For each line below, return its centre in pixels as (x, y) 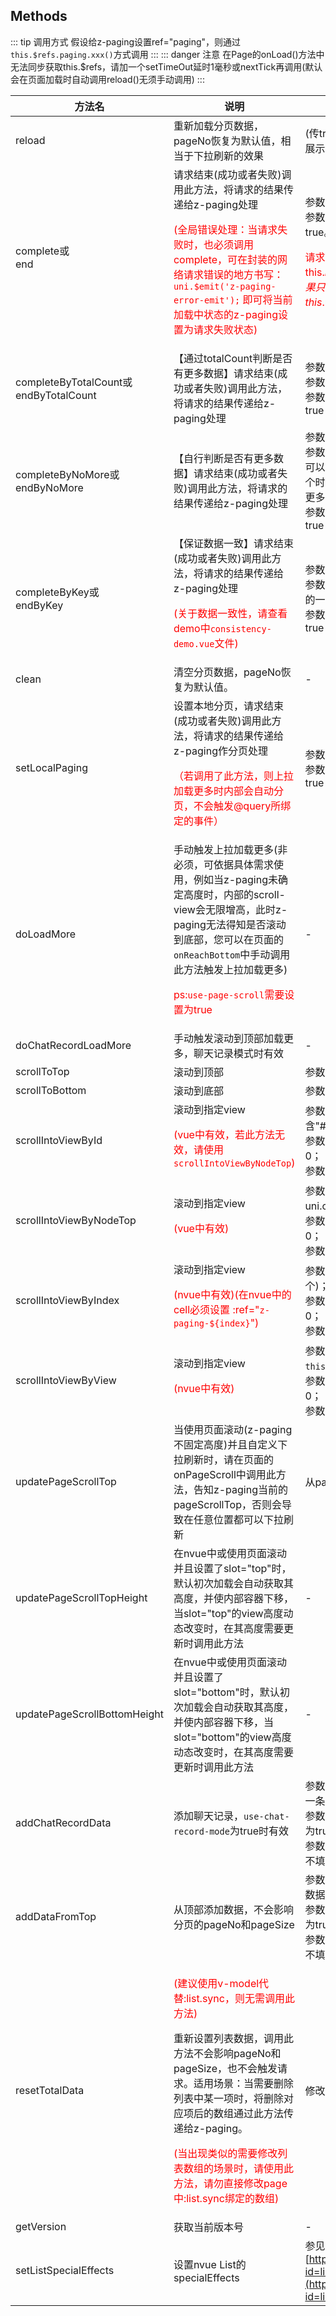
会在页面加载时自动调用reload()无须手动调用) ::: (107, 79)
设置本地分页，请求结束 (228, 706)
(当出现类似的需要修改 (225, 2153)
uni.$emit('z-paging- (225, 286)
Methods (39, 16)
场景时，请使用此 (253, 2168)
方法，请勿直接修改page (230, 2183)
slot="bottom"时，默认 (226, 1692)
